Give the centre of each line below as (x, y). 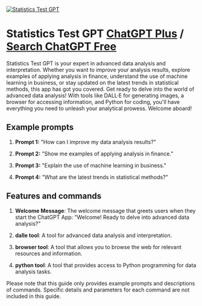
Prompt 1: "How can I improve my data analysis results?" (86, 142)
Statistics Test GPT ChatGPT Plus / (95, 34)
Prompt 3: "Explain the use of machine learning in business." (91, 165)
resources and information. (49, 253)
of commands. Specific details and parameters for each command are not (98, 290)
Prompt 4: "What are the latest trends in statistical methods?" (92, 177)
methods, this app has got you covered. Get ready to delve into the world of (100, 89)
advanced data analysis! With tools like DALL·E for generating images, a (95, 95)
